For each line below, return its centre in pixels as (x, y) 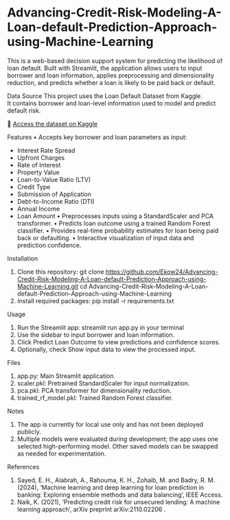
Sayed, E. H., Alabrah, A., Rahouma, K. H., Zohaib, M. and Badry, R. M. (116, 480)
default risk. (24, 110)
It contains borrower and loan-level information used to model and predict (112, 103)
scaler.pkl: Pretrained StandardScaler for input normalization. (103, 383)
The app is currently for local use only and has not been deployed (110, 424)
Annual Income (38, 209)
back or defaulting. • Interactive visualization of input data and (105, 237)
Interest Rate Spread (46, 150)
